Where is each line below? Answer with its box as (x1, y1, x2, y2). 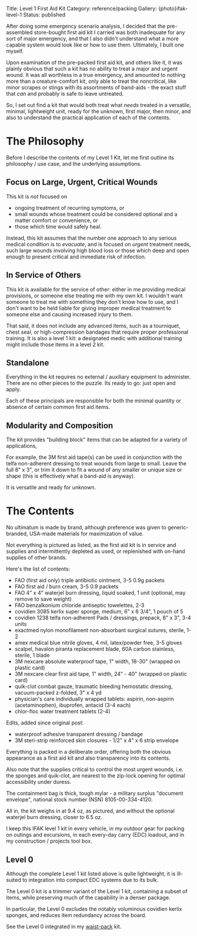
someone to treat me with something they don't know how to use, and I (6, 298, 179, 305)
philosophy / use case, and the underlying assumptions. (6, 160, 142, 167)
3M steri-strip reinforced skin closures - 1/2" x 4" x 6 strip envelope (14, 737, 179, 744)
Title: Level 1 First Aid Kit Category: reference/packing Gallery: (6, 5, 157, 12)
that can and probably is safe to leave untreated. (6, 90, 124, 97)
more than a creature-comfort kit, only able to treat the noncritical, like (6, 78, 176, 85)
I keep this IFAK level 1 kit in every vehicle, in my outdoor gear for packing (6, 825, 185, 832)
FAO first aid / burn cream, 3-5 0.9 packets (14, 583, 119, 590)
